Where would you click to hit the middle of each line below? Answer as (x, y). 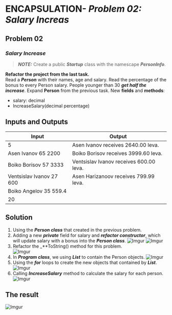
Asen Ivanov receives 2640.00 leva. (115, 145)
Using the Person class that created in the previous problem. (77, 230)
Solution (19, 218)
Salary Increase (26, 53)
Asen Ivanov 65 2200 (34, 153)
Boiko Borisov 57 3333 (36, 165)
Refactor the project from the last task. (47, 74)
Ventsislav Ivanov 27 (33, 176)
